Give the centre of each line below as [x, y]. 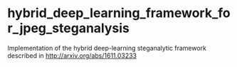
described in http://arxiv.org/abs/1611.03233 [72, 56]
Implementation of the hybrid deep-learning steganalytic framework [107, 48]
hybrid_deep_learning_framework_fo [119, 13]
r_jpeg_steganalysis [69, 28]
